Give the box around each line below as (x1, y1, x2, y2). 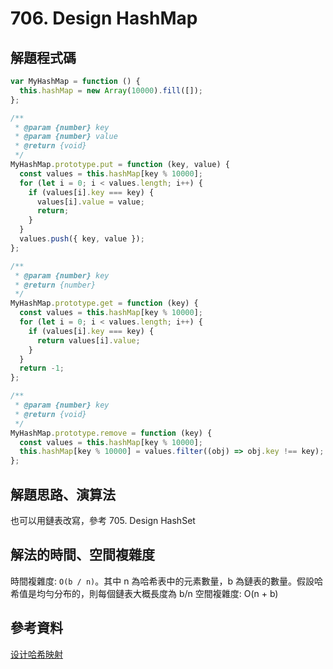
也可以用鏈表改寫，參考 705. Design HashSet (10, 514, 196, 526)
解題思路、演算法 (10, 486, 116, 503)
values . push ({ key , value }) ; (19, 234, 145, 244)
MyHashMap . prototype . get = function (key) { (10, 298, 199, 309)
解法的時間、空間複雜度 (10, 547, 155, 564)
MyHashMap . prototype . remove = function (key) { (10, 428, 213, 438)
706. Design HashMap (10, 7, 198, 30)
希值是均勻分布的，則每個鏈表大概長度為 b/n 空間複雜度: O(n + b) (10, 587, 279, 599)
